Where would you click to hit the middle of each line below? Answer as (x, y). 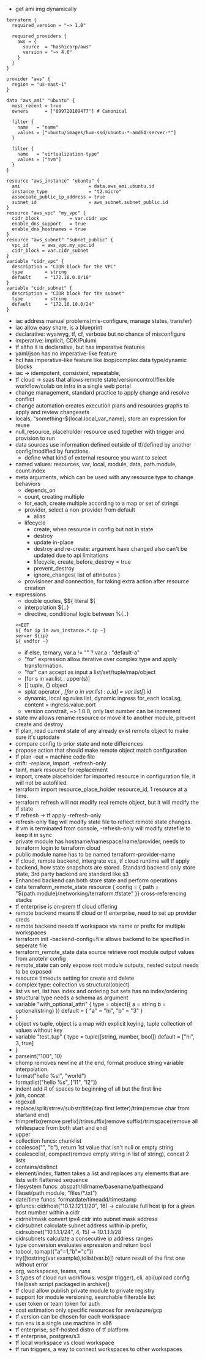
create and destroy (39, 724)
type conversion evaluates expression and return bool (83, 1245)
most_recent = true (37, 106)
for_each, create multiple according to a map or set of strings (102, 503)
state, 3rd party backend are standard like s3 (72, 874)
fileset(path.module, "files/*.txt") (56, 1193)
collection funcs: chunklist (48, 1141)
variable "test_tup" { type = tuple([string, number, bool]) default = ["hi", (105, 1037)
